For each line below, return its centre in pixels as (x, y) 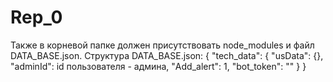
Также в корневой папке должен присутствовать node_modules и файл (162, 45)
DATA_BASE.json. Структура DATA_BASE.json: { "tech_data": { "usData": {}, (167, 55)
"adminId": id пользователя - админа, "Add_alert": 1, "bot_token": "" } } (158, 66)
